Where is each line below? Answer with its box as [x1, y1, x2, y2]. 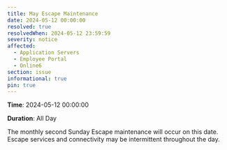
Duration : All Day [7, 114, 57, 123]
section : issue [7, 68, 52, 75]
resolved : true [7, 23, 52, 30]
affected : [7, 43, 36, 50]
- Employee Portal [13, 56, 68, 63]
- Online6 [13, 62, 42, 69]
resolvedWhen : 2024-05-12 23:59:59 [7, 29, 111, 37]
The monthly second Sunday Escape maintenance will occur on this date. [7, 128, 219, 136]
